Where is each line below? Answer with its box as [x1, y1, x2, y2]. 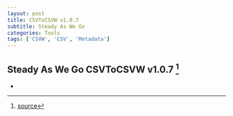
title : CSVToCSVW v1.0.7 [7, 17, 79, 23]
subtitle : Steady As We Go [7, 23, 85, 30]
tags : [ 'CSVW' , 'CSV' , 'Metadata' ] [7, 36, 110, 43]
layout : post [7, 10, 45, 17]
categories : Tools [7, 29, 60, 37]
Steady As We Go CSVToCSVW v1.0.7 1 [7, 61, 179, 75]
